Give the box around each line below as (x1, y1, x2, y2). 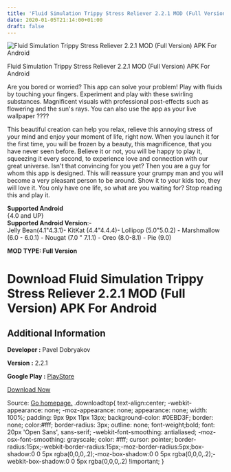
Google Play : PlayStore (7, 372, 74, 381)
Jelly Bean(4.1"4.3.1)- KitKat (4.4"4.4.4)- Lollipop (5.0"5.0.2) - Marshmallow (7, 226, 220, 234)
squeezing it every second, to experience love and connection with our (7, 155, 208, 163)
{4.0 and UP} (7, 212, 44, 220)
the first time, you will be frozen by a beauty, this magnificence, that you (7, 140, 212, 148)
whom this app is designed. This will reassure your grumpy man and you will (7, 169, 223, 177)
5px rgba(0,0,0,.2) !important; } (76, 458, 164, 466)
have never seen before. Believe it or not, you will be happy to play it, (7, 147, 203, 155)
